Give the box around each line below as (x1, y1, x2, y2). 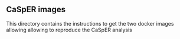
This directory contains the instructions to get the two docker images (6, 20, 174, 27)
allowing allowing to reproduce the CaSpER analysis (6, 26, 133, 33)
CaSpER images (6, 5, 66, 15)
